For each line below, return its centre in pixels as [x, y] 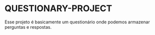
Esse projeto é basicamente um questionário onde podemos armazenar [77, 22]
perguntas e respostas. [28, 27]
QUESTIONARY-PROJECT [58, 9]
